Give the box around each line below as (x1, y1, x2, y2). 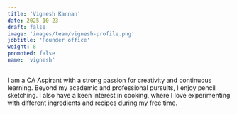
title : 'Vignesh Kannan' (7, 10, 81, 18)
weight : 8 (7, 43, 37, 50)
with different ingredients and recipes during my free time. (7, 98, 178, 107)
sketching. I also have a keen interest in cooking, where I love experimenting (7, 91, 231, 99)
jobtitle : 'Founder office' (7, 37, 91, 44)
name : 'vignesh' (7, 57, 55, 64)
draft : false (7, 23, 46, 30)
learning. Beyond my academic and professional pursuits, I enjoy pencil (7, 83, 216, 92)
